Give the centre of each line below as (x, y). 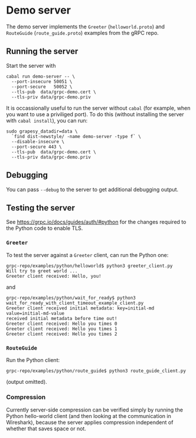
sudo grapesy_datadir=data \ (42, 131)
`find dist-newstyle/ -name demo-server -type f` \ (76, 136)
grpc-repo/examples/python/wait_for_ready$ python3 (71, 298)
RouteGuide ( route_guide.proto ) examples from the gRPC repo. (83, 32)
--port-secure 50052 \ (42, 87)
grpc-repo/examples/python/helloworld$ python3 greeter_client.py (89, 266)
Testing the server (41, 208)
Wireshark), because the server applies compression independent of (90, 423)
